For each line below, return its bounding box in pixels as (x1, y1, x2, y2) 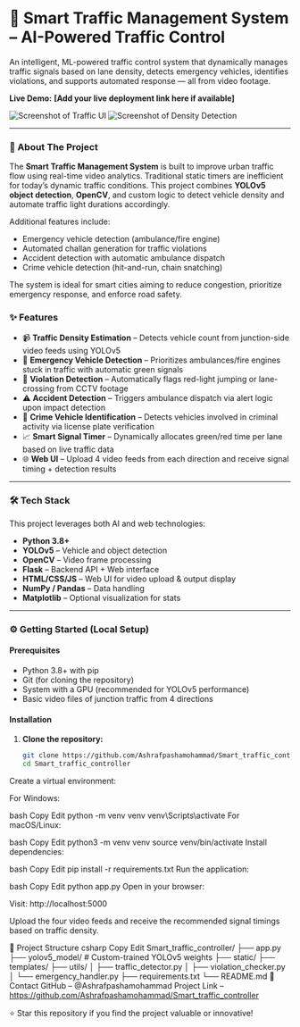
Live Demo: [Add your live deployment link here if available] (9, 93, 235, 104)
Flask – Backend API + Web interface (21, 564, 160, 574)
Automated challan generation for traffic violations (21, 243, 207, 254)
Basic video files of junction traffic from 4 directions (21, 693, 214, 704)
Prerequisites (9, 645, 61, 655)
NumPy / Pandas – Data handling (21, 582, 145, 593)
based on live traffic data (21, 444, 114, 455)
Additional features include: (9, 216, 111, 227)
